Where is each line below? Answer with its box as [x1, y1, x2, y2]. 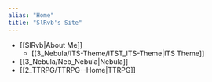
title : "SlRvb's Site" [8, 19, 82, 27]
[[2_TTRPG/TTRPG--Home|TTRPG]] [19, 65, 136, 74]
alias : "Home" [8, 11, 55, 20]
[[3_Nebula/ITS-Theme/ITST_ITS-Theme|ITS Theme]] [31, 48, 205, 58]
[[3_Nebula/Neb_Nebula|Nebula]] [19, 56, 129, 66]
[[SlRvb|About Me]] [19, 40, 82, 49]
